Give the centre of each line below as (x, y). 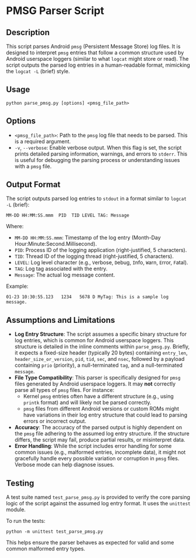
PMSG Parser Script (55, 11)
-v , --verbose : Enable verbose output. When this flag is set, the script (98, 147)
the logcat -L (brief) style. (38, 71)
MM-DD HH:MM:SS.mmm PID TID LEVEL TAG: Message (68, 216)
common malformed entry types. (46, 549)
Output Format (33, 185)
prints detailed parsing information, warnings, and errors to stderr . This (101, 154)
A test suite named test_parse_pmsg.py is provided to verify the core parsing (98, 497)
